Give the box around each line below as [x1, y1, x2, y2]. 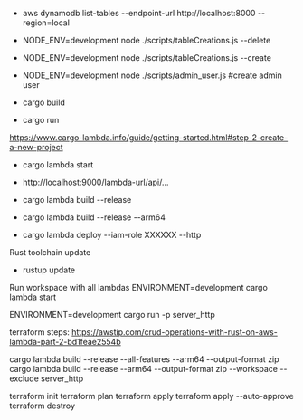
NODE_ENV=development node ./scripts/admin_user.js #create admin [22, 70, 282, 81]
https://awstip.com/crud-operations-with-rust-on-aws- [71, 327, 278, 338]
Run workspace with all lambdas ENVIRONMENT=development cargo [9, 282, 269, 292]
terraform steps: [9, 327, 71, 338]
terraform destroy [9, 400, 75, 411]
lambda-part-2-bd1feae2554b [9, 337, 121, 347]
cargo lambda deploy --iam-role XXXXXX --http [22, 230, 202, 240]
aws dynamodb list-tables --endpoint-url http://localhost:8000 [22, 8, 256, 18]
